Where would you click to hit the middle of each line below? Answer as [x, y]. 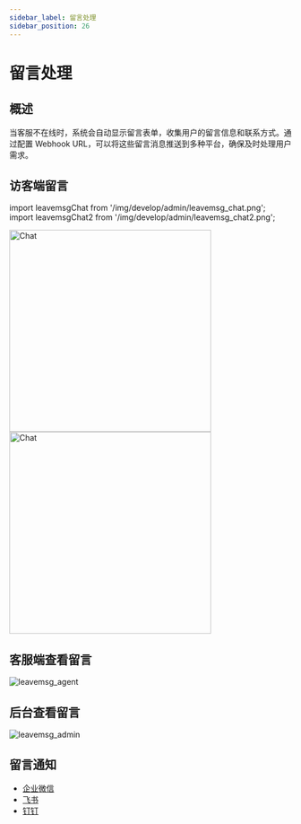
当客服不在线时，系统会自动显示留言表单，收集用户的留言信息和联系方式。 [146, 132]
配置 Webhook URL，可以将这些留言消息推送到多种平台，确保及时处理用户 [154, 144]
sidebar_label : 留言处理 [53, 18]
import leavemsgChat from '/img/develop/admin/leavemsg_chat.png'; [138, 208]
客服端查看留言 [51, 659]
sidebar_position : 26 [50, 26]
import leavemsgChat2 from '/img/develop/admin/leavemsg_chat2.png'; [142, 217]
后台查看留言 [45, 712]
